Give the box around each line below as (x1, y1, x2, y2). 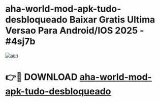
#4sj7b (5, 36, 36, 47)
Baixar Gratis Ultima (69, 14, 155, 25)
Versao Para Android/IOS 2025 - (5, 25, 144, 36)
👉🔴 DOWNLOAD (5, 71, 78, 83)
